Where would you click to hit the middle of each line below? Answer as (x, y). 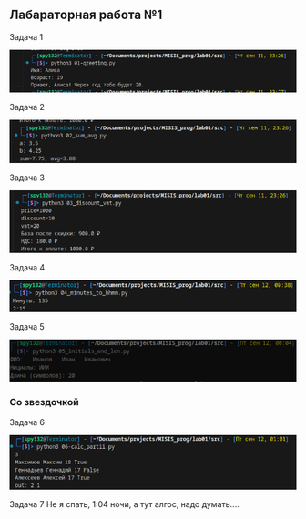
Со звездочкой (44, 402)
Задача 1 (26, 36)
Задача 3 (27, 178)
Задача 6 (27, 422)
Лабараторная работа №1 (86, 15)
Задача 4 (27, 267)
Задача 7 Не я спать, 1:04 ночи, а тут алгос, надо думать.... (124, 504)
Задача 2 (27, 107)
